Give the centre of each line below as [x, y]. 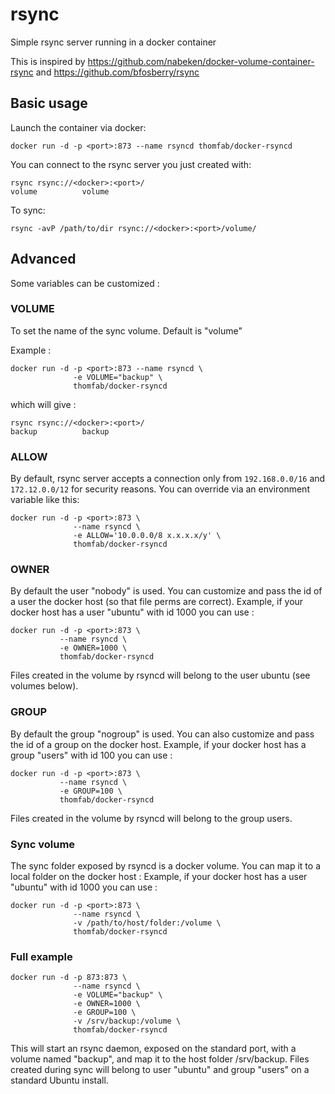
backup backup [60, 431]
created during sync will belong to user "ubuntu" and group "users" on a [160, 1070]
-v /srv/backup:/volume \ [127, 1021]
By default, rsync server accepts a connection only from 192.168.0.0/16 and [168, 479]
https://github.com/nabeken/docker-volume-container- [201, 61]
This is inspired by [48, 61]
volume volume [60, 191]
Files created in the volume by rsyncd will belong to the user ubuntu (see [160, 675]
